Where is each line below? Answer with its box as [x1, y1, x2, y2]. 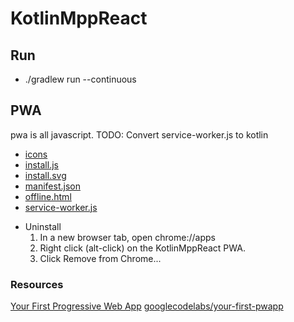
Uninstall [24, 220, 62, 232]
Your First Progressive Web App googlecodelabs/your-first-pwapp [10, 300, 284, 312]
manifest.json [24, 180, 81, 192]
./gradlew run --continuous [24, 73, 137, 85]
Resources [10, 277, 64, 291]
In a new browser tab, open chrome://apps [39, 231, 216, 243]
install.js [24, 158, 59, 171]
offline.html [24, 190, 72, 202]
